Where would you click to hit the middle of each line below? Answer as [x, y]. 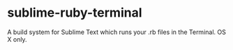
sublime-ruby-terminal [75, 13]
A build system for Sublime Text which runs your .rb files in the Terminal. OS [117, 32]
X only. [17, 39]
